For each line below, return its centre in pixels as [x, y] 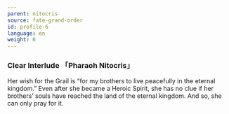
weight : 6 [22, 40]
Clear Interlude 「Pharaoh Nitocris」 [71, 66]
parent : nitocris [33, 14]
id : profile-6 [28, 27]
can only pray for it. [35, 104]
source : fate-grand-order [45, 20]
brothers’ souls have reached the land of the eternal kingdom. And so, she [115, 96]
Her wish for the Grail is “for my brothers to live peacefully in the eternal [111, 81]
